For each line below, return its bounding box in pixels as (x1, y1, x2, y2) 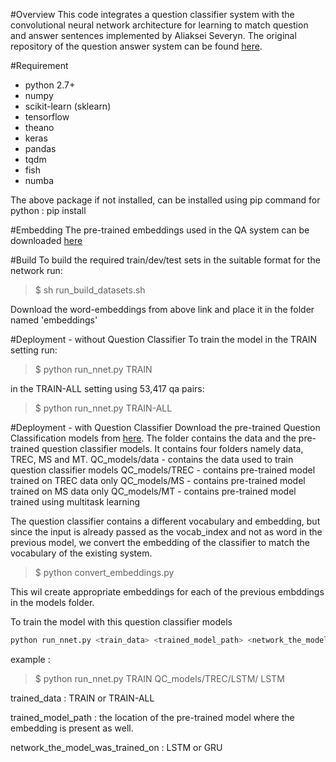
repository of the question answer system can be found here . (10, 40, 263, 52)
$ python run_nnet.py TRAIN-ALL (34, 402, 173, 414)
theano (24, 122, 55, 133)
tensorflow (24, 111, 70, 123)
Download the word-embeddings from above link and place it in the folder (10, 304, 315, 315)
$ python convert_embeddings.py (34, 567, 175, 578)
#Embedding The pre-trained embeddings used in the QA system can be (10, 224, 310, 236)
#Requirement (10, 60, 69, 71)
